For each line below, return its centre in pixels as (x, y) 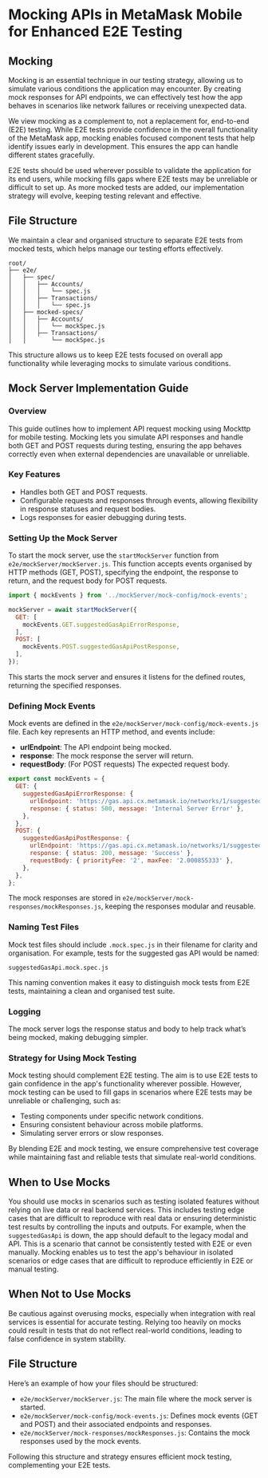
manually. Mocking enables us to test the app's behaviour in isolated (121, 1252)
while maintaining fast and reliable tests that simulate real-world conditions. (132, 1157)
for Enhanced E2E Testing (95, 32)
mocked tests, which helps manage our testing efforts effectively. (116, 248)
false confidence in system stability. (67, 1338)
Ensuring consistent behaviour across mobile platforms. (111, 1125)
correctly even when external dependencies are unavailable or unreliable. (129, 454)
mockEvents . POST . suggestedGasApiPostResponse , (101, 647)
